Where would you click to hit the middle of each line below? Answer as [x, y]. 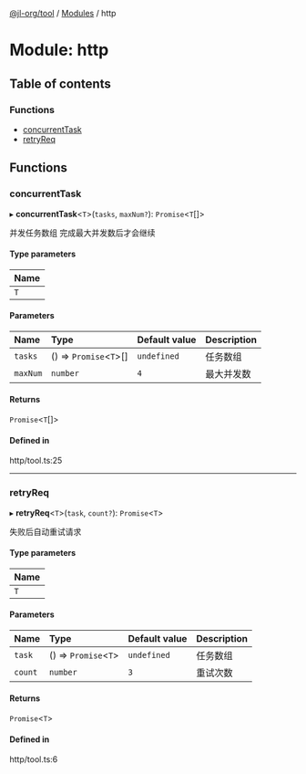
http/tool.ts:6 [34, 759]
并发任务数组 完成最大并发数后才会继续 [82, 233]
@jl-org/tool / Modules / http [63, 13]
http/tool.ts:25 [36, 461]
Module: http [59, 50]
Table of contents [60, 84]
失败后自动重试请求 [46, 531]
